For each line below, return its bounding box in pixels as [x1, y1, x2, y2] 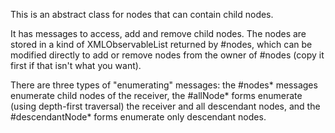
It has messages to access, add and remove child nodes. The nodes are [10, 28, 307, 39]
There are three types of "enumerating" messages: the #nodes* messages [10, 79, 318, 91]
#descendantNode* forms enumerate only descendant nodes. [10, 111, 267, 123]
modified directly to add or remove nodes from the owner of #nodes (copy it [10, 49, 325, 61]
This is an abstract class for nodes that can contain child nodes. [10, 9, 274, 20]
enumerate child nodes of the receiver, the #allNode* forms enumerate [10, 90, 303, 101]
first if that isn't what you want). [10, 60, 142, 71]
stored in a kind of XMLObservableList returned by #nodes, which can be [10, 39, 313, 50]
